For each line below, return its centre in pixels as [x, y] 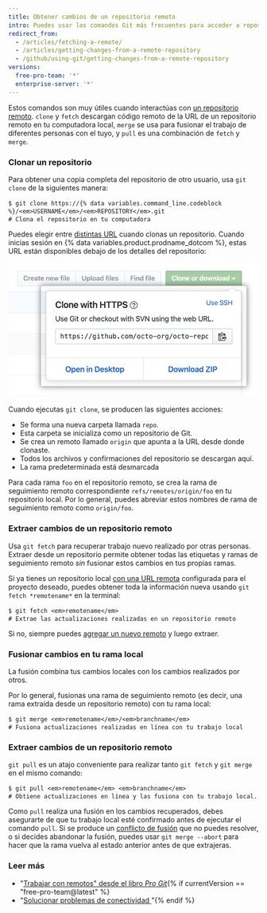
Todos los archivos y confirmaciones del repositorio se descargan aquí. [137, 458]
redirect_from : [33, 33]
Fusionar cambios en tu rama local [76, 654]
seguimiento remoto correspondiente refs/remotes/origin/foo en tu [120, 491]
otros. [18, 680]
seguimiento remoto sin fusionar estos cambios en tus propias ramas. [122, 563]
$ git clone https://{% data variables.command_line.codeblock [115, 203]
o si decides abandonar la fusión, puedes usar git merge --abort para [124, 837]
